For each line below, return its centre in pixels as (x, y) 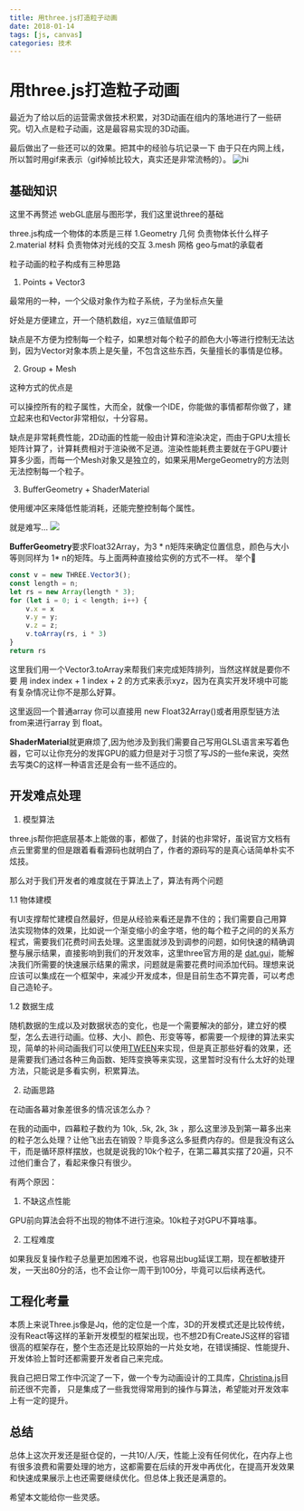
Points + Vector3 (54, 282)
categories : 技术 (41, 43)
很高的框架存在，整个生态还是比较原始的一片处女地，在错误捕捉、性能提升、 (152, 1347)
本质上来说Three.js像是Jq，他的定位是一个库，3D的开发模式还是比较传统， (149, 1324)
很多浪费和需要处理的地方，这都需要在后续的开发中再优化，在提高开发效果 (156, 1467)
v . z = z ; (42, 626)
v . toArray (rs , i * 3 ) (66, 634)
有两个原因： (33, 1181)
